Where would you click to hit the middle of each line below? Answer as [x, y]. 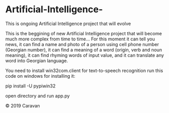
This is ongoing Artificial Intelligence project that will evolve [68, 24]
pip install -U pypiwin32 [30, 86]
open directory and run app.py [38, 96]
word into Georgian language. [37, 60]
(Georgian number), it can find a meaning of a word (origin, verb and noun [84, 50]
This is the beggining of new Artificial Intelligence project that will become [84, 33]
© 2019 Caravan [23, 105]
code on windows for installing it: [40, 76]
